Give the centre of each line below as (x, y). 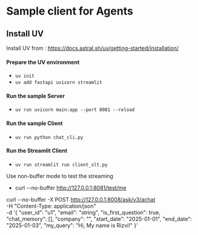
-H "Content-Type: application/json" (51, 206)
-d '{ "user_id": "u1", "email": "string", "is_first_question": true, (83, 212)
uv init (25, 76)
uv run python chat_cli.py (49, 137)
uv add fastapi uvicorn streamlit (58, 83)
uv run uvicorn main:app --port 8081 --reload (75, 110)
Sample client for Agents (70, 11)
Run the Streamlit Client (37, 151)
